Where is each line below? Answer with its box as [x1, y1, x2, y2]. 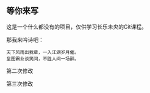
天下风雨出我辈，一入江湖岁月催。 [6, 49, 79, 55]
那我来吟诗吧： [6, 36, 44, 43]
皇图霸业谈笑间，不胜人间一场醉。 [6, 55, 79, 62]
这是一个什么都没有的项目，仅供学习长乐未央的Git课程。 [6, 23, 148, 30]
